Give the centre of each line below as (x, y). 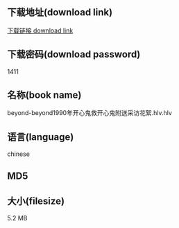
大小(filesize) (36, 201)
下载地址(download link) (60, 12)
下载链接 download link (40, 30)
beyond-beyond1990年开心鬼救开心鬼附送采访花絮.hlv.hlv (89, 113)
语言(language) (41, 137)
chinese (18, 154)
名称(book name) (44, 95)
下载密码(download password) (74, 54)
